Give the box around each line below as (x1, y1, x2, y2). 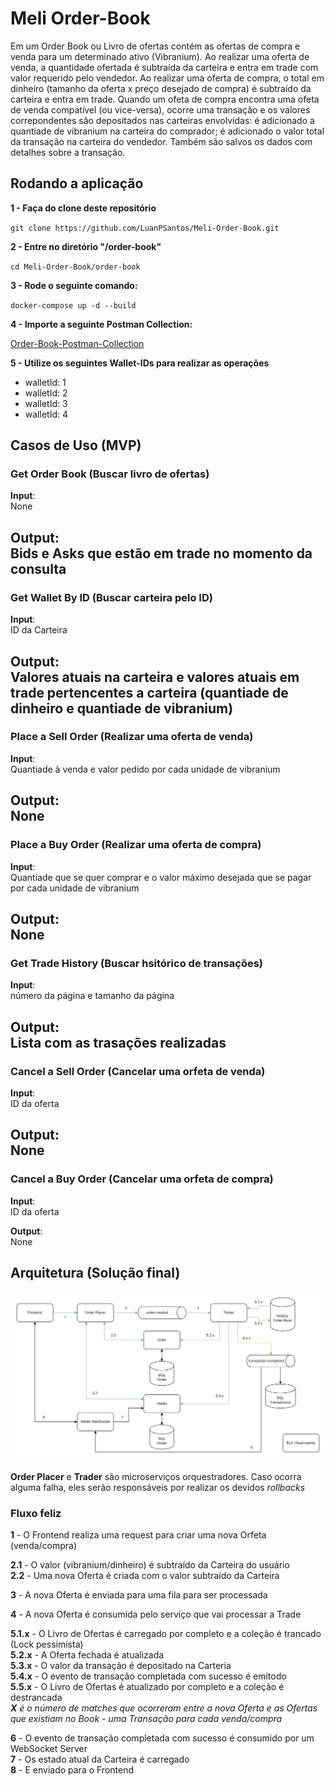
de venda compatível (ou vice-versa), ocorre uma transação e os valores (10, 103, 311, 116)
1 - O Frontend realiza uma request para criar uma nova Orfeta (10, 1528, 267, 1541)
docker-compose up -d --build (10, 300, 137, 311)
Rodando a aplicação (10, 175, 144, 192)
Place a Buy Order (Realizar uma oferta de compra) (10, 838, 262, 852)
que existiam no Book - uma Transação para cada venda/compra (10, 1712, 283, 1724)
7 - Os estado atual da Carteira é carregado (10, 1753, 190, 1765)
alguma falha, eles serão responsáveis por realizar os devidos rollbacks (10, 1481, 306, 1493)
